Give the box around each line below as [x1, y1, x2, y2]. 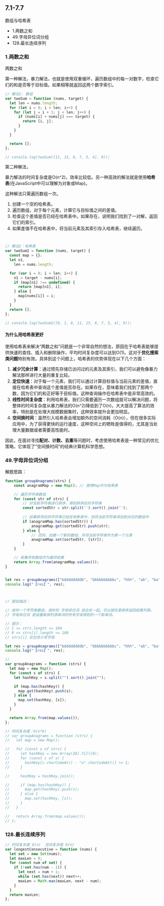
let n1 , [9, 258, 25, 262]
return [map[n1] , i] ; [18, 284, 62, 289]
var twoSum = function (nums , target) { [5, 96, 89, 101]
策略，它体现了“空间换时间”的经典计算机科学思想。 [5, 443, 107, 449]
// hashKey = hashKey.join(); [5, 773, 76, 779]
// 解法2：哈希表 [5, 244, 36, 249]
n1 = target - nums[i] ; [14, 275, 62, 280]
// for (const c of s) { [5, 756, 64, 761]
